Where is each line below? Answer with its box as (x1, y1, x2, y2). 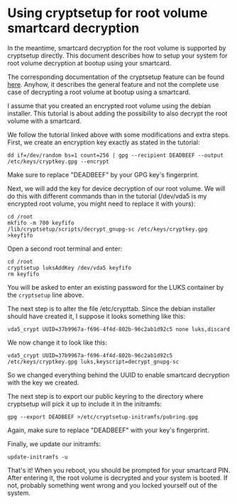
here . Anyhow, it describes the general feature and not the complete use (7, 80, 219, 88)
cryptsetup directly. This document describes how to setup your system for (7, 51, 228, 60)
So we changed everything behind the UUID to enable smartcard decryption (7, 370, 230, 379)
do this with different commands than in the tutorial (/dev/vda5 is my (7, 191, 207, 200)
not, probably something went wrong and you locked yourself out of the (7, 481, 218, 489)
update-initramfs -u (7, 453, 69, 461)
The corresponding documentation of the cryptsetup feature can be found (7, 73, 225, 81)
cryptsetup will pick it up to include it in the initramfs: (7, 399, 162, 408)
